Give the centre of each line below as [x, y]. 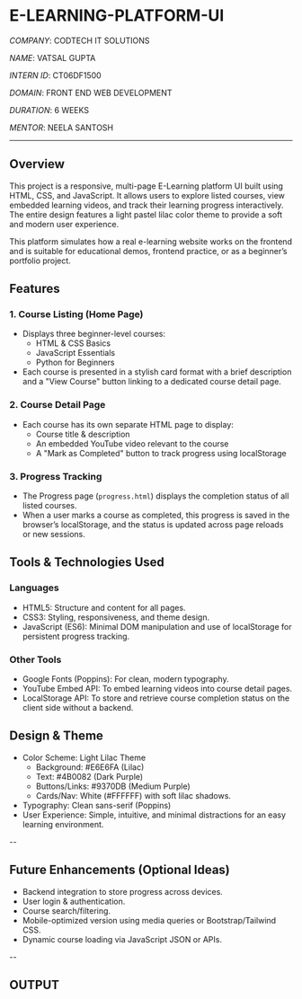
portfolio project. [40, 261]
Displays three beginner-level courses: [94, 334]
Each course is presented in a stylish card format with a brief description [157, 372]
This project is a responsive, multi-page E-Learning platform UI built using [146, 186]
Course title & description [83, 434]
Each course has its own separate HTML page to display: [128, 424]
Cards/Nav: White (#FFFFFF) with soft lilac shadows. [133, 795]
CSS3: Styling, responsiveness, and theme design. [115, 617]
